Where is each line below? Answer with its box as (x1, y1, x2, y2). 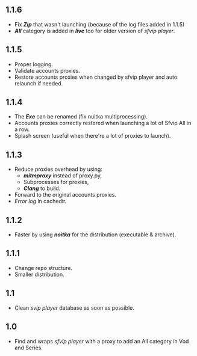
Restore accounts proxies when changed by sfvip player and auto (14, 73, 178, 81)
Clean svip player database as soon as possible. (14, 304, 135, 311)
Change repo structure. (14, 264, 73, 271)
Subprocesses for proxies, (23, 179, 89, 186)
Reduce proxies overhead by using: (14, 165, 103, 173)
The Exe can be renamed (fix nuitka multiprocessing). (14, 113, 148, 120)
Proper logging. (14, 60, 54, 68)
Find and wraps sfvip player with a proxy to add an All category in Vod (14, 337, 189, 345)
